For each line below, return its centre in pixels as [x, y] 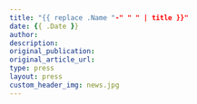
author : [24, 34]
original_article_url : [52, 60]
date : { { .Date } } [44, 26]
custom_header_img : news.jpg [64, 85]
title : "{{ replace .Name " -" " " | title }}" [99, 18]
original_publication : [52, 52]
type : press [32, 69]
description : [34, 43]
